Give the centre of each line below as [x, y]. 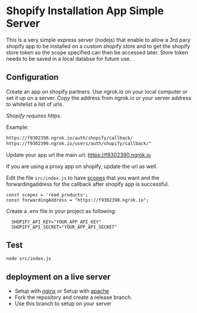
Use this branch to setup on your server [63, 304]
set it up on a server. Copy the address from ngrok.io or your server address [99, 98]
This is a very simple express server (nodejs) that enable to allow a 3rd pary [98, 40]
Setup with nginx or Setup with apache [62, 291]
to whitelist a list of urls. [35, 104]
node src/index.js [29, 259]
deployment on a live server [58, 277]
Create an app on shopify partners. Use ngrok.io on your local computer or [97, 91]
